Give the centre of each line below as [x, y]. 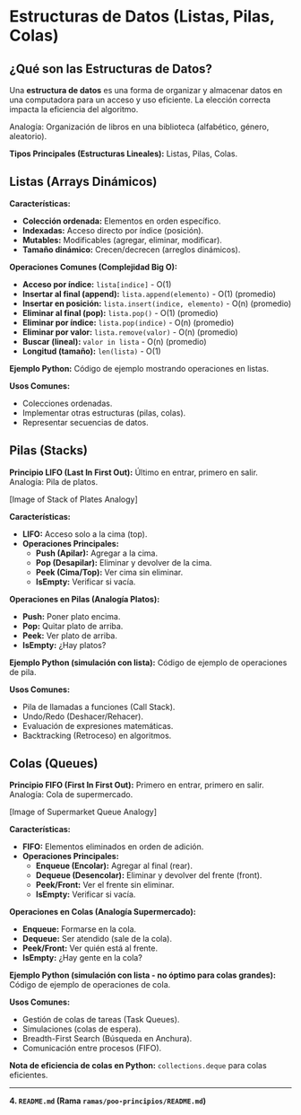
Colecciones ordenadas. [67, 403]
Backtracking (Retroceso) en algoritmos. [97, 735]
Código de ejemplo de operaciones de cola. [90, 985]
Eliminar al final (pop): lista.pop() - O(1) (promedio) [120, 312]
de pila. [23, 672]
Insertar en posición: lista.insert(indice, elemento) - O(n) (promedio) [157, 303]
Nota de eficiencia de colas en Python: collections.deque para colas [138, 1066]
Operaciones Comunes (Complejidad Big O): [93, 267]
